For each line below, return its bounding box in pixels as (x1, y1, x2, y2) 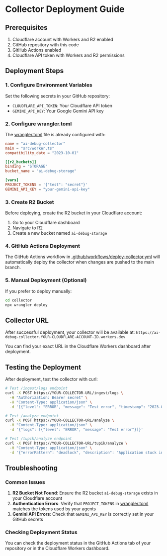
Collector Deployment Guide (5, 3, 125, 15)
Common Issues (5, 478, 46, 485)
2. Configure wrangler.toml (5, 120, 72, 127)
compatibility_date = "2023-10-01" (5, 150, 79, 155)
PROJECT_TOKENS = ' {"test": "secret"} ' (5, 183, 88, 187)
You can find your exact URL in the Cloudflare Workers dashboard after (5, 343, 151, 349)
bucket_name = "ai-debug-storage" (5, 169, 77, 174)
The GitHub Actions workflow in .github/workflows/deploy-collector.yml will (5, 254, 160, 260)
